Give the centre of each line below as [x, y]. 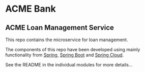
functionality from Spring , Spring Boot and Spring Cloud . [65, 55]
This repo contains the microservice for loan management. [67, 40]
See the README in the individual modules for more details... [69, 65]
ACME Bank [31, 9]
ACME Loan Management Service [60, 28]
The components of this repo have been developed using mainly [73, 49]
